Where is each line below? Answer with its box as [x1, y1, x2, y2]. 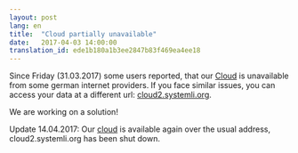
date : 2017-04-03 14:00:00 [9, 37, 117, 47]
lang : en [9, 21, 42, 30]
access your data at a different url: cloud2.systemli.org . [9, 90, 212, 101]
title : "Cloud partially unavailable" [9, 29, 157, 38]
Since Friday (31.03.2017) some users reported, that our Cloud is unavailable [9, 70, 289, 81]
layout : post [9, 12, 58, 22]
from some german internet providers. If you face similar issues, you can [9, 80, 276, 91]
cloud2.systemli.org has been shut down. [9, 133, 161, 144]
